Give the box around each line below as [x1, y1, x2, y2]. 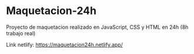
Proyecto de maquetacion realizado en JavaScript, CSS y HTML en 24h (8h [6, 23, 189, 31]
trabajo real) [6, 29, 36, 36]
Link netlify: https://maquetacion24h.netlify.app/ [6, 41, 123, 48]
